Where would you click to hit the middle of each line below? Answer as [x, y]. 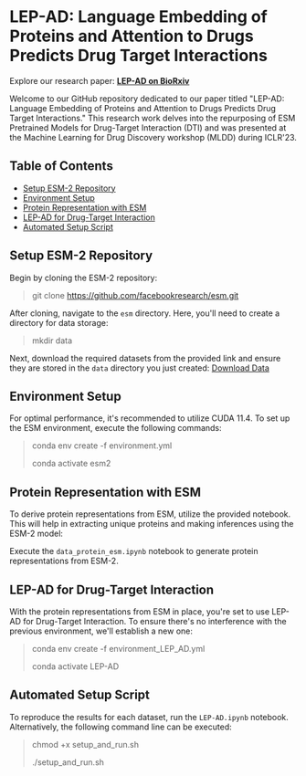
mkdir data [52, 341]
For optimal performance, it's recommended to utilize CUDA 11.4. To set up [150, 418]
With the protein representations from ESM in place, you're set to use [140, 612]
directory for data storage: [59, 322]
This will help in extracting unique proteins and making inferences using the [152, 524]
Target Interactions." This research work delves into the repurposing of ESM [153, 118]
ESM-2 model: [37, 534]
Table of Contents [62, 166]
